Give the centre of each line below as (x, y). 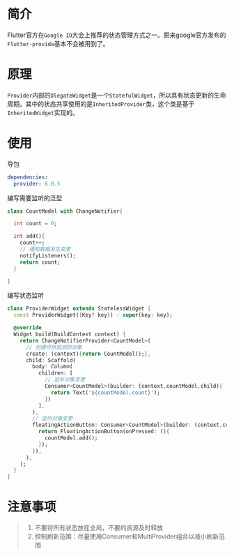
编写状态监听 (25, 295)
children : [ (55, 373)
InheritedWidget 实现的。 (43, 112)
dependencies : (28, 177)
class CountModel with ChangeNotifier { (65, 211)
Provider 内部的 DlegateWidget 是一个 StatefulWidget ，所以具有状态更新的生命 (117, 95)
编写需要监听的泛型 (35, 198)
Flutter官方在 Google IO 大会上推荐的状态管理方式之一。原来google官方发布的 (117, 35)
